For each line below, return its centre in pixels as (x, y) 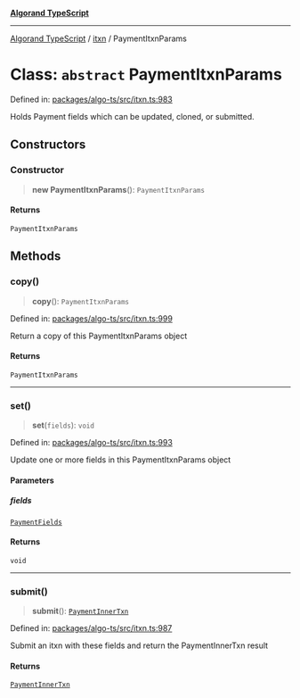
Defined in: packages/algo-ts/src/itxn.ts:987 (91, 628)
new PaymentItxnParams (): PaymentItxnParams (118, 189)
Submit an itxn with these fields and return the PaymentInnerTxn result (139, 645)
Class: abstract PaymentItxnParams (146, 75)
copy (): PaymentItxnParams (81, 301)
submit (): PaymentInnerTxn (80, 611)
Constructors (48, 145)
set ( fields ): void (63, 425)
